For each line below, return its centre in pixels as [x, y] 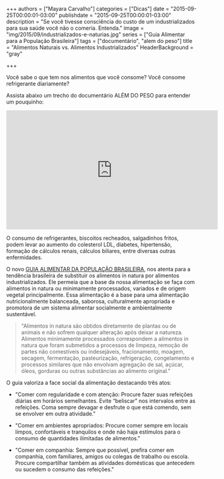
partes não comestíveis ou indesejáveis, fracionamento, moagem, [103, 352]
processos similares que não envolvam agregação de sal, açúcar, [102, 365]
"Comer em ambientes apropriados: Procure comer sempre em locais [101, 425]
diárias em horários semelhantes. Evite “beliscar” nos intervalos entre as [105, 401]
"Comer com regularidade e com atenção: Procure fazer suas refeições [104, 394]
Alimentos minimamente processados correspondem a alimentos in [105, 339]
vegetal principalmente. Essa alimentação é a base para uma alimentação [98, 295]
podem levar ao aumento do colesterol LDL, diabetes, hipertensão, [89, 244]
